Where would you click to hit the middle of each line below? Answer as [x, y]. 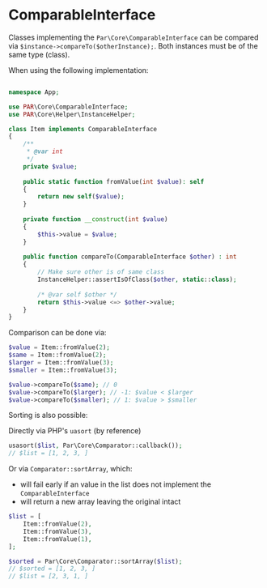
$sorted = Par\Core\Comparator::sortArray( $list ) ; [95, 561]
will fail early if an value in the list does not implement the [116, 484]
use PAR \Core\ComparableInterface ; [68, 107]
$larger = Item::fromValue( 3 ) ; [61, 363]
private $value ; [51, 166]
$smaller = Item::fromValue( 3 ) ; [63, 370]
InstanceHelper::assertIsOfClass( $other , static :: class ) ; [137, 280]
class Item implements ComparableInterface [83, 129]
